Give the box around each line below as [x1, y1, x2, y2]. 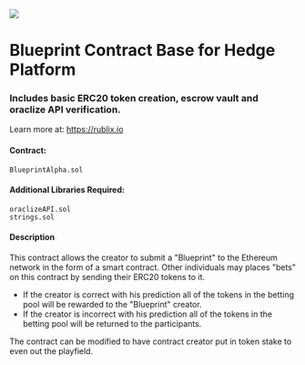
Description [9, 232, 56, 243]
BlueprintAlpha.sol [9, 165, 84, 174]
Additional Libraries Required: [9, 184, 126, 195]
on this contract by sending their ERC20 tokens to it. [9, 272, 206, 283]
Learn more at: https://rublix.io [9, 124, 124, 135]
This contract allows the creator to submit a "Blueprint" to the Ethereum [9, 252, 278, 264]
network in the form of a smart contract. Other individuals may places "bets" [9, 262, 296, 273]
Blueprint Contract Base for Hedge [9, 40, 276, 61]
